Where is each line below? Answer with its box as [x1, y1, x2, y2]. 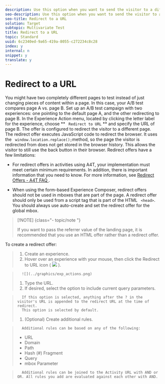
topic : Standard [5, 35, 38, 40]
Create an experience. [24, 251, 70, 257]
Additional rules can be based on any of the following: [22, 326, 141, 331]
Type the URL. [24, 280, 54, 286]
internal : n [5, 48, 29, 53]
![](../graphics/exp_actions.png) [22, 272, 92, 276]
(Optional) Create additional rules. [24, 316, 93, 322]
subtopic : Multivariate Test [5, 26, 65, 30]
